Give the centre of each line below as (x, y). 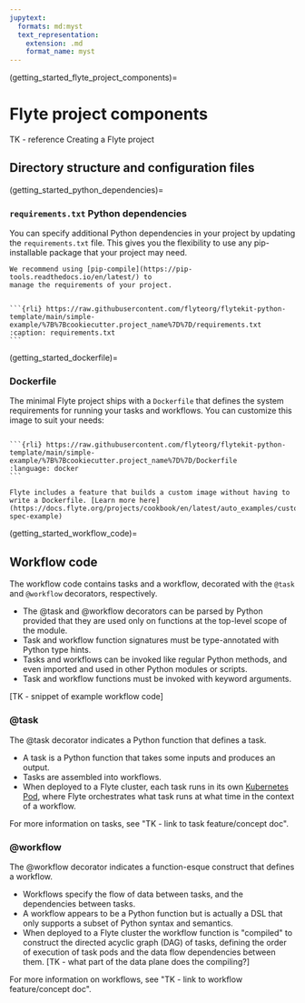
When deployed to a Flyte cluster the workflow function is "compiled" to (157, 932)
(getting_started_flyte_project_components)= (93, 77)
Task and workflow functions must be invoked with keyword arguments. (157, 679)
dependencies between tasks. (79, 903)
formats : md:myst (50, 26)
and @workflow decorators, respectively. (84, 594)
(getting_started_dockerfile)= (64, 358)
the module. (45, 631)
